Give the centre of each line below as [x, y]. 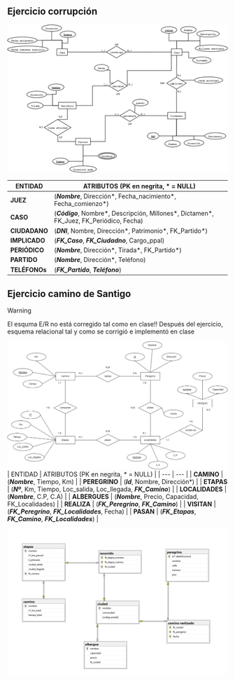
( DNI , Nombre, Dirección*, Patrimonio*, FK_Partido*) [131, 231]
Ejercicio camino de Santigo [69, 294]
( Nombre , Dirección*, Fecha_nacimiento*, [115, 196]
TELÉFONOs [28, 270]
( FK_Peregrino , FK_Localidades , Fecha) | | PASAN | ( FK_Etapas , [102, 511]
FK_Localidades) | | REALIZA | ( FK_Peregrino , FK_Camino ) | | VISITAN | [112, 504]
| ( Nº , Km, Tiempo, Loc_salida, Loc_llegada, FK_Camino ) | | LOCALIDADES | [117, 489]
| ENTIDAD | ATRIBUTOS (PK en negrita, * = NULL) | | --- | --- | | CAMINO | [115, 474]
